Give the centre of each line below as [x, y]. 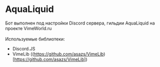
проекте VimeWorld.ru [28, 28]
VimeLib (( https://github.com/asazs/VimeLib [58, 54]
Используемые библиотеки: [35, 39]
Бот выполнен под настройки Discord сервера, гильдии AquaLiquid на [80, 23]
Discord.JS [24, 48]
